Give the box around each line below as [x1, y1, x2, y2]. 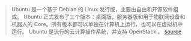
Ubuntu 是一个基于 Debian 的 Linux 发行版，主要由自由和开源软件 [11, 6, 174, 12]
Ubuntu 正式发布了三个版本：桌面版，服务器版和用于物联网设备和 [23, 13, 186, 20]
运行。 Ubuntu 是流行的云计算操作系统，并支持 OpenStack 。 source [11, 28, 182, 35]
